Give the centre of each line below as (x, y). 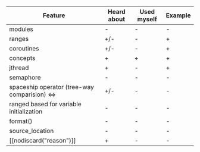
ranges (19, 39)
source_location (32, 131)
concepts (22, 58)
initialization (26, 111)
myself (147, 19)
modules (21, 29)
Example (178, 15)
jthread (19, 68)
